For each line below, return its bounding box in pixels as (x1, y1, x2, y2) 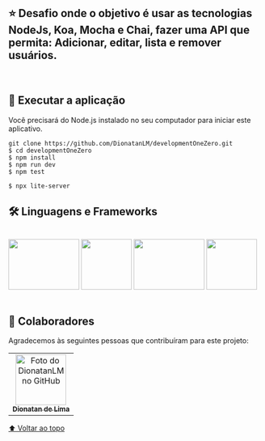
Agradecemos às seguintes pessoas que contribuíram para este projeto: (8, 336, 249, 346)
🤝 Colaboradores (8, 314, 95, 328)
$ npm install (8, 153, 57, 162)
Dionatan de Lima (12, 405, 70, 414)
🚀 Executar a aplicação (8, 94, 126, 108)
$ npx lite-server (8, 181, 70, 190)
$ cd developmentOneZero (8, 146, 92, 155)
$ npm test (8, 167, 45, 176)
